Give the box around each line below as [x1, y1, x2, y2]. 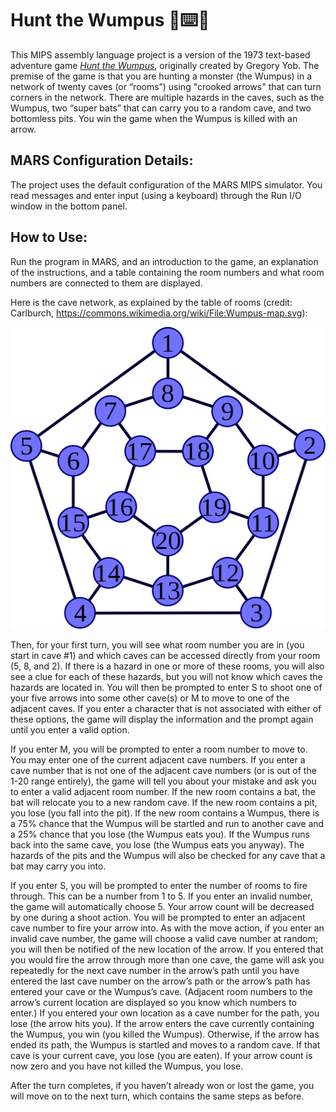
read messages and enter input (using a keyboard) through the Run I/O [10, 189, 302, 201]
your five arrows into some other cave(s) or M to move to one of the [10, 692, 290, 704]
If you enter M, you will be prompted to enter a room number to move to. [10, 743, 308, 755]
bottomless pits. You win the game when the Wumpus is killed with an [10, 112, 298, 124]
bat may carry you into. [10, 860, 107, 872]
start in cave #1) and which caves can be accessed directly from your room [10, 649, 321, 661]
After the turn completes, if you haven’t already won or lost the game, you [10, 1079, 315, 1091]
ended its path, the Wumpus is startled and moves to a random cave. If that [10, 1038, 321, 1051]
